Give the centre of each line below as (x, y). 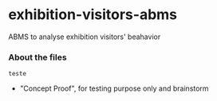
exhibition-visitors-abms (93, 15)
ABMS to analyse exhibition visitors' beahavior (85, 37)
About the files (37, 57)
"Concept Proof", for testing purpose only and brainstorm (114, 88)
